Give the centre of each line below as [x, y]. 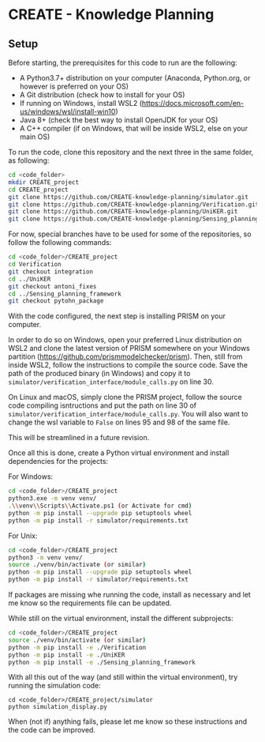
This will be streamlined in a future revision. [79, 438]
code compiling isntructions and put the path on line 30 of [103, 405]
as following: [29, 160]
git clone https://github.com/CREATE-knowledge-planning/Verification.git [134, 204]
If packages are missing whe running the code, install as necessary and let [129, 595]
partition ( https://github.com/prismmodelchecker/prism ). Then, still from [125, 356]
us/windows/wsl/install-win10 [67, 111]
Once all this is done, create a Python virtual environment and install [119, 453]
